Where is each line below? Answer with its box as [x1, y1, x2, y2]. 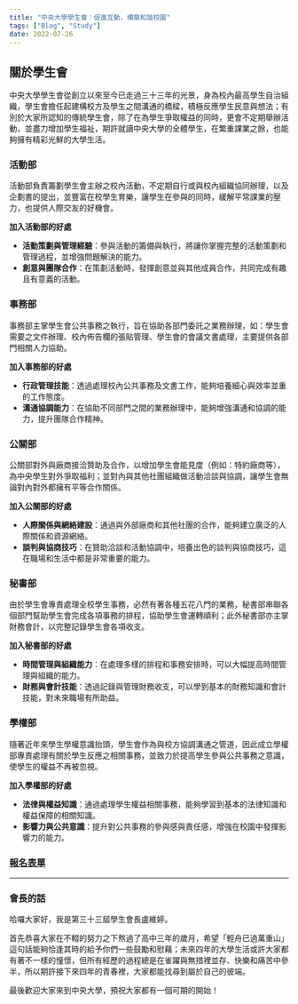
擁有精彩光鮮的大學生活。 [16, 134, 111, 145]
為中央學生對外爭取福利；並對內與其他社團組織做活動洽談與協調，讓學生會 [9, 471, 281, 482]
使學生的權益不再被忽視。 [9, 761, 103, 771]
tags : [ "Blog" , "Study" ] [9, 21, 101, 30]
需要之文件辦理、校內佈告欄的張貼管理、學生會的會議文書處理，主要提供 [9, 331, 273, 342]
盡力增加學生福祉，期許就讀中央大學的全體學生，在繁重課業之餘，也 [32, 124, 281, 134]
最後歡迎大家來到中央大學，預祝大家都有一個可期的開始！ [9, 985, 219, 996]
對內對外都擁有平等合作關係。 [16, 482, 126, 493]
